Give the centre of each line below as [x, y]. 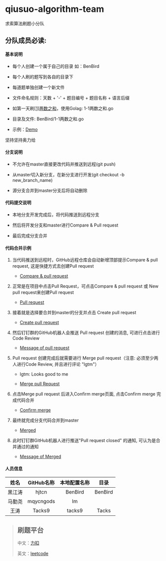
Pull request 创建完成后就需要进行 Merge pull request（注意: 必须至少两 [85, 358]
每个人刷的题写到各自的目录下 [43, 77]
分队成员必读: [26, 41]
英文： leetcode [33, 554]
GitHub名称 [41, 483]
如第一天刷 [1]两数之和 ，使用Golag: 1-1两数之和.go [63, 108]
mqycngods [41, 502]
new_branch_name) [32, 180]
